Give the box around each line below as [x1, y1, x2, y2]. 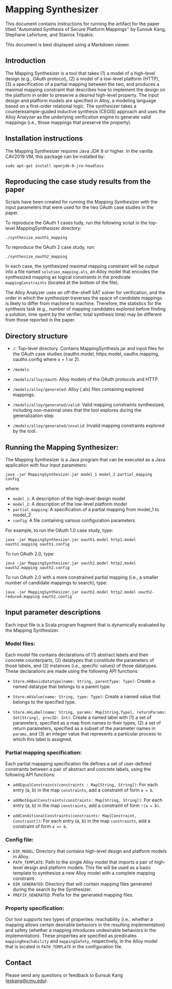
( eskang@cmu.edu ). [5, 977, 49, 983]
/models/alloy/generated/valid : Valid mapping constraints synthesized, [12, 402, 165, 408]
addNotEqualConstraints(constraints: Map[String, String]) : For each [12, 797, 163, 803]
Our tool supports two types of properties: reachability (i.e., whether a [5, 916, 153, 922]
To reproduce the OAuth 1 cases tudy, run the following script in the [5, 220, 147, 226]
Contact [5, 958, 32, 967]
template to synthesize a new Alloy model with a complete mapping [12, 870, 155, 876]
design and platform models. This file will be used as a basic [24, 864, 152, 870]
